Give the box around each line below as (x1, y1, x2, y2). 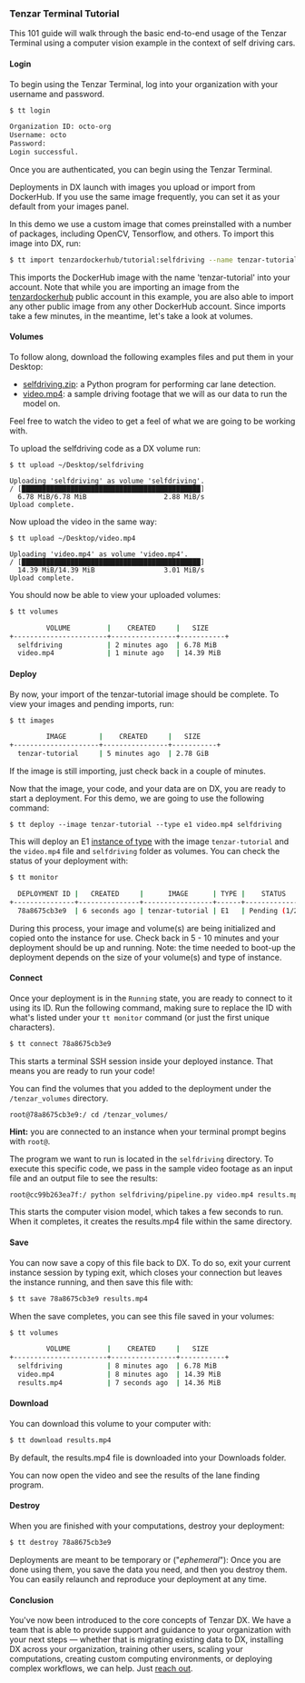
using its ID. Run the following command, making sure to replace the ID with (9, 1002, 292, 1013)
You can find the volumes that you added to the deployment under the (9, 1082, 272, 1093)
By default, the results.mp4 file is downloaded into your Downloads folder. (9, 1452, 287, 1463)
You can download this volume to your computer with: (9, 1419, 212, 1429)
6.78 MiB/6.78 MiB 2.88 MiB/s (17, 492, 205, 502)
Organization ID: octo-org (9, 122, 112, 132)
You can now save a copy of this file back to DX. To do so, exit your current (9, 1257, 290, 1268)
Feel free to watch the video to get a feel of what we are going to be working (9, 415, 296, 426)
